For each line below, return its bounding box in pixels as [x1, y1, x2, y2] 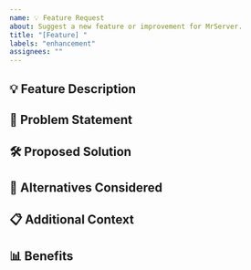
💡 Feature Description [9, 81, 137, 97]
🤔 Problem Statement [9, 111, 133, 128]
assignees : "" [9, 47, 64, 57]
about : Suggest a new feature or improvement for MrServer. [9, 22, 244, 31]
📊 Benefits [9, 248, 74, 265]
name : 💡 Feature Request [9, 13, 105, 23]
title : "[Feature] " [9, 30, 89, 39]
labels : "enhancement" [9, 38, 96, 48]
